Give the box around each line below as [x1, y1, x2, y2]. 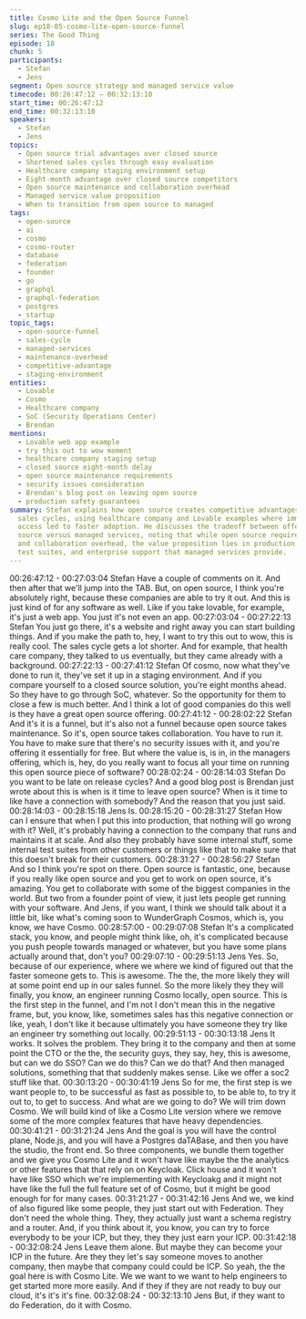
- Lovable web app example [17, 437, 120, 447]
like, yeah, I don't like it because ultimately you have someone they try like [9, 1018, 288, 1029]
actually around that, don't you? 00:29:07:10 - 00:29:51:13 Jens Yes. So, [9, 950, 280, 961]
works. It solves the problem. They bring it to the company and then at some [9, 1037, 296, 1049]
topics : [9, 140, 39, 150]
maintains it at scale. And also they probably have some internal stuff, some [9, 834, 293, 845]
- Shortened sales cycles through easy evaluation [17, 157, 214, 167]
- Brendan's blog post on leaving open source [17, 488, 198, 497]
